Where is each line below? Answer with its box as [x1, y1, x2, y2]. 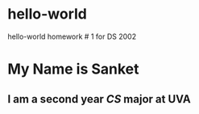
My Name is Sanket [7, 60, 139, 78]
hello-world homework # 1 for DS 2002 [7, 32, 137, 41]
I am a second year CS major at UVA [7, 92, 191, 106]
